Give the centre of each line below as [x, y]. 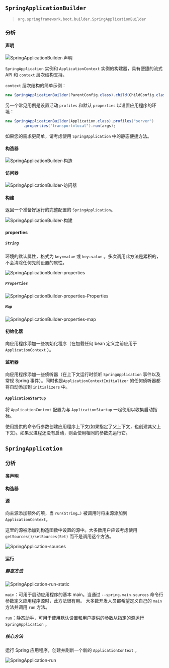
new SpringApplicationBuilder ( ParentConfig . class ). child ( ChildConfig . [81, 95]
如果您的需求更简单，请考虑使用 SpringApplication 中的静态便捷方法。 [78, 136]
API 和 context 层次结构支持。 [36, 75]
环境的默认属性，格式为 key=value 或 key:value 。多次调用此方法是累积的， [83, 256]
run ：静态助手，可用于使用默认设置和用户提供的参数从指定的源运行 [75, 618]
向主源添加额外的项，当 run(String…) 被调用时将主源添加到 [66, 513]
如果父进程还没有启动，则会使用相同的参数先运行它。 [75, 433]
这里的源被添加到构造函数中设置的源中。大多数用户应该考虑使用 [71, 530]
